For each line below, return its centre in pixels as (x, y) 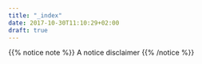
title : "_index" (35, 15)
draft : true (28, 30)
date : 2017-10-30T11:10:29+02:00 (64, 23)
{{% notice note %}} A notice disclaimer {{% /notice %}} (101, 53)
